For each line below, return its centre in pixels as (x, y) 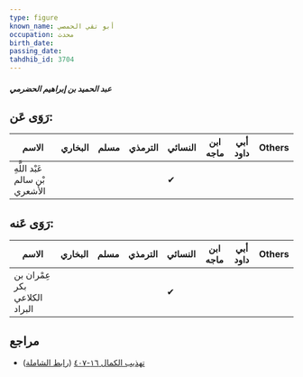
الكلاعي (28, 298)
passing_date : (36, 51)
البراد (24, 309)
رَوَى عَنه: (32, 223)
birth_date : (32, 43)
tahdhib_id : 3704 (42, 60)
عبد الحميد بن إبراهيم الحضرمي (61, 88)
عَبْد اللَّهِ (28, 169)
